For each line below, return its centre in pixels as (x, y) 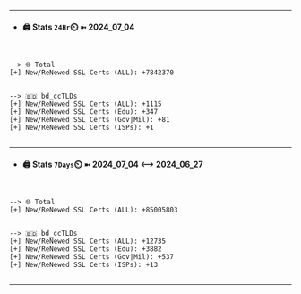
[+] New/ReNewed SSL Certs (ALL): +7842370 (92, 73)
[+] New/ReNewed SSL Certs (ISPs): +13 (84, 265)
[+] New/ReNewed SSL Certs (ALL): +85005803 (94, 210)
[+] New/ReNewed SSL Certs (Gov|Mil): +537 (92, 257)
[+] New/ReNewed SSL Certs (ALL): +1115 (86, 104)
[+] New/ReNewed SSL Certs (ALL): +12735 (88, 242)
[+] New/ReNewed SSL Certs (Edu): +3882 (86, 249)
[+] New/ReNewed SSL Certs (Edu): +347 (84, 112)
